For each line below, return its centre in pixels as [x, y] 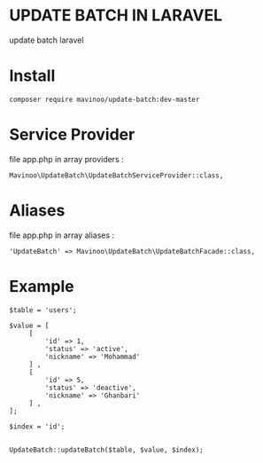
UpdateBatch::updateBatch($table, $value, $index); [106, 450]
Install [32, 76]
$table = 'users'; [43, 310]
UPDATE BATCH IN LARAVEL [116, 16]
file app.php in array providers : [66, 159]
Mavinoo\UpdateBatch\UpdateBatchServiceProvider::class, [116, 175]
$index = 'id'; [37, 427]
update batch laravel [46, 40]
